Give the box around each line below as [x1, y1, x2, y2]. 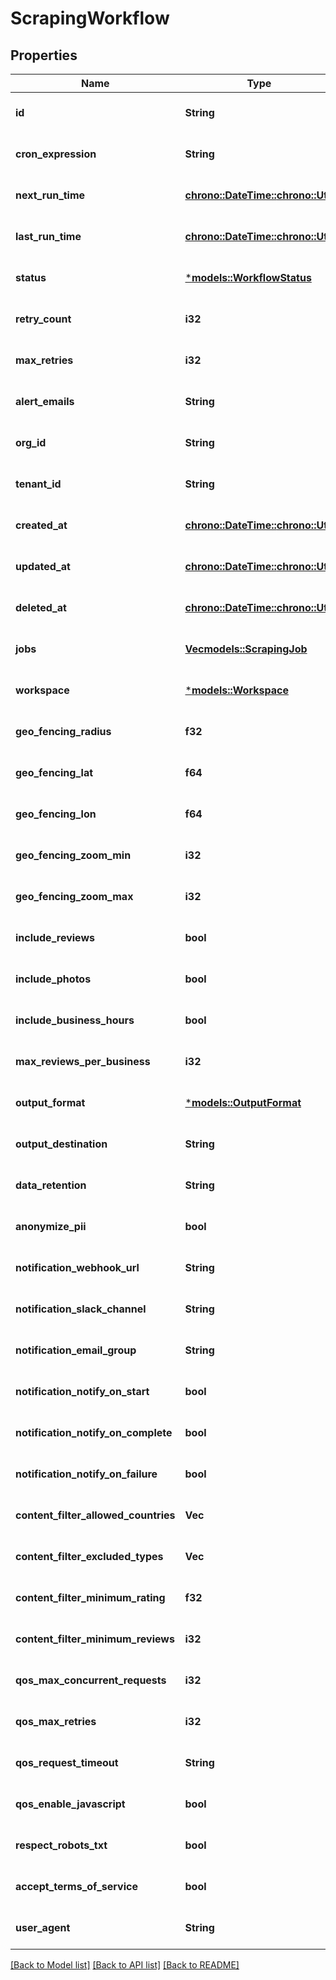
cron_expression [15, 147, 97, 161]
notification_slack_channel [15, 1302, 147, 1316]
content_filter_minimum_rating [15, 1591, 166, 1604]
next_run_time [15, 188, 86, 202]
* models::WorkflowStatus [184, 271, 312, 284]
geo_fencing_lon [15, 807, 97, 821]
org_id [15, 436, 47, 449]
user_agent [15, 1921, 71, 1934]
